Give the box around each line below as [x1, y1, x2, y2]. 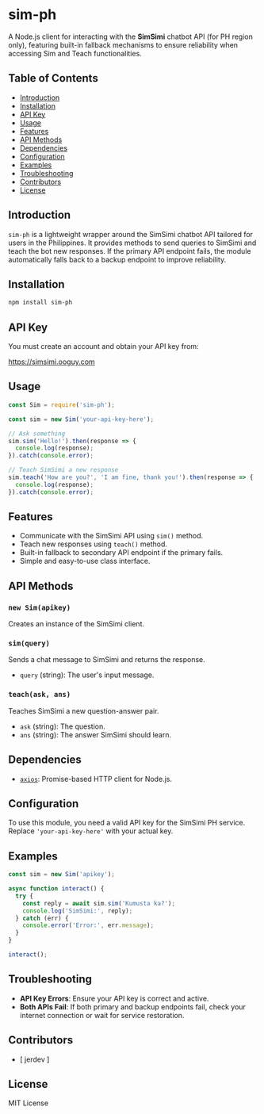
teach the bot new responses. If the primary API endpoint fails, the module [8, 246, 251, 255]
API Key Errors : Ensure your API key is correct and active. [19, 993, 209, 1003]
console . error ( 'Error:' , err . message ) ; [22, 921, 155, 929]
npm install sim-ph [8, 299, 73, 307]
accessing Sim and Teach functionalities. [8, 48, 143, 58]
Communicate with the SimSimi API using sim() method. [19, 531, 204, 541]
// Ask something [8, 430, 66, 438]
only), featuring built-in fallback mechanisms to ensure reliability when [8, 40, 239, 49]
